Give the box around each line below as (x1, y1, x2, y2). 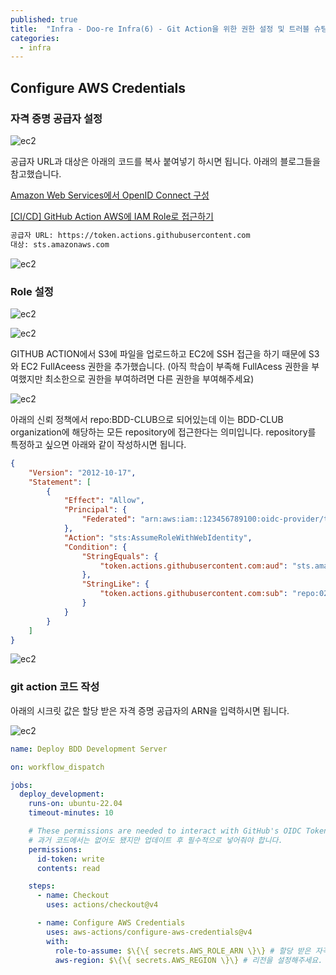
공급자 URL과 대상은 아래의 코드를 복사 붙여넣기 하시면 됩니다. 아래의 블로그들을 (10, 155, 321, 167)
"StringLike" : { (81, 579, 150, 590)
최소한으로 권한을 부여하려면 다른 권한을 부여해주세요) (44, 372, 255, 385)
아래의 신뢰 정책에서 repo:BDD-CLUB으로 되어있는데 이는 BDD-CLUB (10, 413, 284, 425)
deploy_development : (19, 789, 105, 800)
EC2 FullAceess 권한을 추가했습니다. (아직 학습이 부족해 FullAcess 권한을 (20, 360, 310, 372)
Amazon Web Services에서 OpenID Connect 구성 (10, 189, 210, 201)
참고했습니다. (10, 167, 62, 180)
